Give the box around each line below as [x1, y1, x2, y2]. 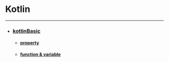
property [20, 40, 39, 46]
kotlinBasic [12, 27, 41, 34]
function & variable [20, 51, 61, 57]
